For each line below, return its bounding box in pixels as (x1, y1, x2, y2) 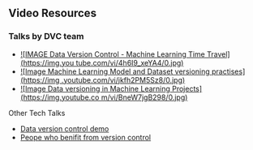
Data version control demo (19, 123, 109, 133)
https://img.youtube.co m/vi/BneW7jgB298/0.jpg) (23, 92, 188, 102)
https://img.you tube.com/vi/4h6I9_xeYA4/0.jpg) (23, 58, 184, 67)
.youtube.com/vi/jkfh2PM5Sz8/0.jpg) (61, 75, 186, 84)
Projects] (171, 84, 203, 93)
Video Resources (8, 6, 97, 20)
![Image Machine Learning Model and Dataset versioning (19, 66, 211, 76)
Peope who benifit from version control (19, 132, 152, 142)
